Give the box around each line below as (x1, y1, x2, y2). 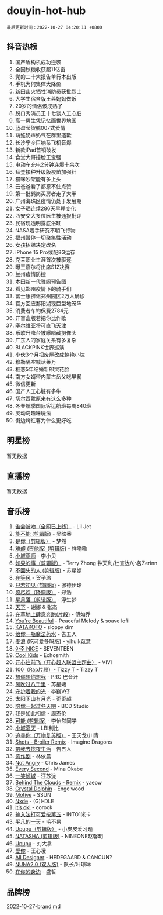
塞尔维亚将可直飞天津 (15, 322, 66, 329)
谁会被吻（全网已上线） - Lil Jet (15, 523, 91, 530)
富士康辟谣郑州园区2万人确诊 (15, 293, 85, 300)
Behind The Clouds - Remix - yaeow (15, 779, 102, 786)
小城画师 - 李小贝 (15, 552, 57, 559)
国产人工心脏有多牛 (15, 387, 62, 394)
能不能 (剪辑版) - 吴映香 (15, 531, 72, 538)
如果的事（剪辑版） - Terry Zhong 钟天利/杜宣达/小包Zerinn (15, 560, 158, 567)
